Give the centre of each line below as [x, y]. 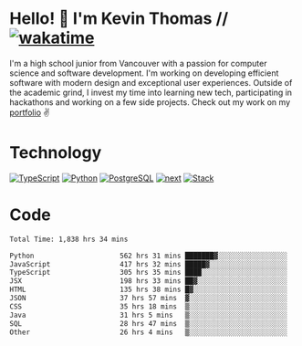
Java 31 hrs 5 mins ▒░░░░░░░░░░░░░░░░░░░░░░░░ [148, 315]
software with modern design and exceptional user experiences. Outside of [151, 82]
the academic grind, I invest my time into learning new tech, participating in [151, 92]
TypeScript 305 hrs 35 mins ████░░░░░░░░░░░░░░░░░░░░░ [148, 273]
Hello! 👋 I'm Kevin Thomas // [119, 19]
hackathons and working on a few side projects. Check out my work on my [150, 102]
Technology [56, 153]
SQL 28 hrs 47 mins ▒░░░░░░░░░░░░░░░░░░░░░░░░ [148, 323]
